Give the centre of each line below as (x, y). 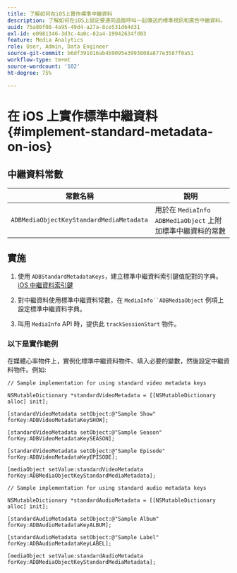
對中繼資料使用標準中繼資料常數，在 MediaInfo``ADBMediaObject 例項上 (121, 300)
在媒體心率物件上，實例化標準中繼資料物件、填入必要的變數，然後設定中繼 (115, 361)
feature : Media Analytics (45, 40)
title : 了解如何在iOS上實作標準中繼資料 (60, 14)
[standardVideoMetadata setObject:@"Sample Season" (85, 432)
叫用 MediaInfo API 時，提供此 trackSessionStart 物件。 (99, 324)
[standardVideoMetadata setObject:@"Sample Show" (82, 414)
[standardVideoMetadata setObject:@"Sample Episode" (86, 451)
